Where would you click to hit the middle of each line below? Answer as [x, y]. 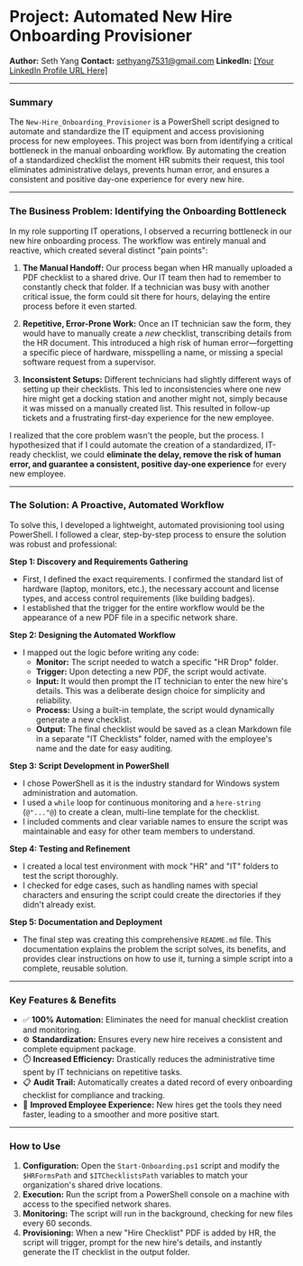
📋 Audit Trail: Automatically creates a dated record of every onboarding [157, 1082]
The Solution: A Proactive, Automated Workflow [117, 505]
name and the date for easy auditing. [104, 748]
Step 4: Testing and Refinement [70, 848]
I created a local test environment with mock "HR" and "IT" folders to [151, 866]
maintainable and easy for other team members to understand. [138, 831]
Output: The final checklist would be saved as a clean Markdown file [164, 729]
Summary [32, 102]
